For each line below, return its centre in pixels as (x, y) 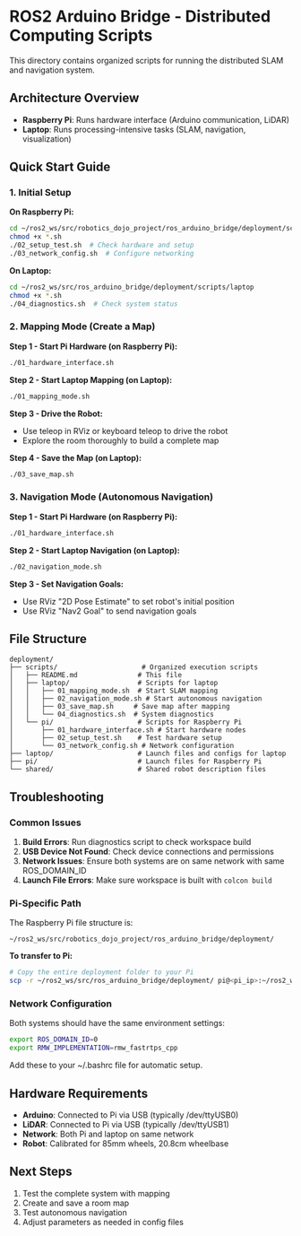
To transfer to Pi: (41, 956)
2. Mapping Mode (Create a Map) (82, 326)
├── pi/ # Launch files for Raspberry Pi (136, 762)
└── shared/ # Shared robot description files (138, 770)
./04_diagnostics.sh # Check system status (94, 304)
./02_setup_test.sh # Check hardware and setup (102, 245)
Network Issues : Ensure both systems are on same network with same (153, 861)
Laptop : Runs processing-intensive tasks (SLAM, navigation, (134, 129)
